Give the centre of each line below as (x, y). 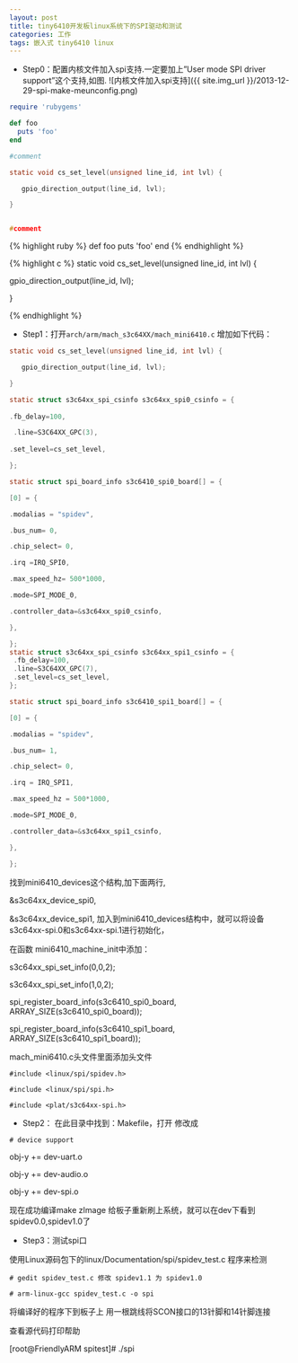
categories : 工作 (40, 34)
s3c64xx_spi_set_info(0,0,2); (62, 967)
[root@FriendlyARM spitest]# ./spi (72, 1349)
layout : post (34, 18)
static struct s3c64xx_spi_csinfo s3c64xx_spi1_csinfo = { (122, 652)
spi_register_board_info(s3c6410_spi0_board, (93, 1001)
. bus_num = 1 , (34, 751)
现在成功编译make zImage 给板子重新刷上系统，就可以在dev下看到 (132, 1209)
